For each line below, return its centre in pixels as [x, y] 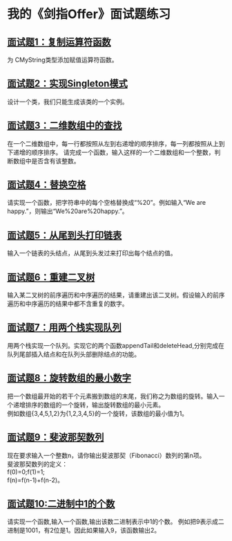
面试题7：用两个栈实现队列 [65, 328]
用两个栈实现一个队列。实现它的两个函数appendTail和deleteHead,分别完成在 [116, 345]
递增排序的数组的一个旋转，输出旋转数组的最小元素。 [88, 405]
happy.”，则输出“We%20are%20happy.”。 [68, 211]
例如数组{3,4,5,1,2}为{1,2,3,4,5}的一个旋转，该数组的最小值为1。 [98, 413]
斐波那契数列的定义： [37, 464]
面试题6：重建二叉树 [51, 277]
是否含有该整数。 [55, 161]
